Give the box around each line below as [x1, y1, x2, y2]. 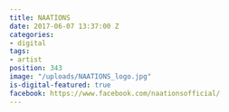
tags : [9, 47, 30, 56]
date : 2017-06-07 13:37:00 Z [9, 22, 119, 31]
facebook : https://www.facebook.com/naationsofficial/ [9, 89, 221, 98]
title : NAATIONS [9, 13, 71, 23]
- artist [9, 55, 43, 64]
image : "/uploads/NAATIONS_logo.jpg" [9, 72, 152, 81]
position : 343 [9, 64, 63, 73]
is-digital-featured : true [9, 80, 111, 89]
